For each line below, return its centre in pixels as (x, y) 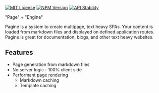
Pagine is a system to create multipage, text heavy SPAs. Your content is (79, 27)
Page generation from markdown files (51, 64)
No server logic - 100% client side (47, 69)
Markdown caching (39, 80)
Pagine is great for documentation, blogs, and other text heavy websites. (79, 37)
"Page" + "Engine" (24, 17)
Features (19, 52)
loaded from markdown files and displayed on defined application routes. (80, 32)
